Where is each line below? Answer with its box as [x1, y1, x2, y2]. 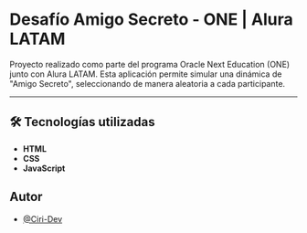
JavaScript [22, 163, 66, 174]
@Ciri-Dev [22, 213, 63, 224]
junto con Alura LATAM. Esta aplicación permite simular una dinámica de [9, 69, 282, 79]
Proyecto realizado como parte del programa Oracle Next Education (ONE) [9, 58, 291, 69]
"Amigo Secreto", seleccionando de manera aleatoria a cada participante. [9, 78, 286, 89]
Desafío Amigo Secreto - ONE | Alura [9, 9, 294, 30]
